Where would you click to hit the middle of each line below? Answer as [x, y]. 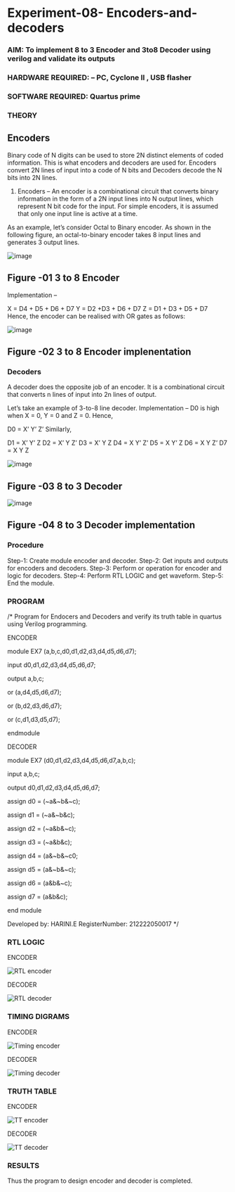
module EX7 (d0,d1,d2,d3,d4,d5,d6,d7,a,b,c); [72, 760]
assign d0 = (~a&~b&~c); [44, 801]
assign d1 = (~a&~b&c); [41, 815]
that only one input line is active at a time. [78, 213]
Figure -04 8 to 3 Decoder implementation [101, 525]
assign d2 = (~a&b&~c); [42, 828]
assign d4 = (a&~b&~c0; [43, 856]
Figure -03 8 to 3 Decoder [65, 486]
